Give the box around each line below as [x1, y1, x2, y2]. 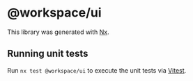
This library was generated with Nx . [7, 28, 109, 36]
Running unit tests [7, 48, 88, 60]
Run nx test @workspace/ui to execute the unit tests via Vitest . [7, 66, 187, 74]
